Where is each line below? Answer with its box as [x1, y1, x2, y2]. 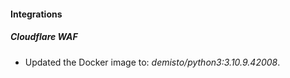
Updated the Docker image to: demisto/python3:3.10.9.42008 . [24, 56, 281, 68]
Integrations [10, 8, 63, 20]
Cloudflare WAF [10, 31, 78, 43]
